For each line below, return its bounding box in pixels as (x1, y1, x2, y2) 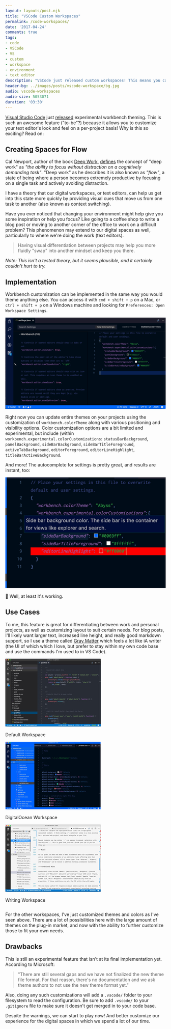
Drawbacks (5, 942, 42, 951)
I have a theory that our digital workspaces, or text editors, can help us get (5, 190, 162, 196)
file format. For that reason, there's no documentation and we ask (17, 977, 156, 983)
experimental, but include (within (5, 430, 74, 436)
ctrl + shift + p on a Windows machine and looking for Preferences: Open (5, 302, 165, 308)
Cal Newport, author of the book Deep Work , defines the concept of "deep (5, 158, 162, 165)
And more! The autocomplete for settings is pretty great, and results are (5, 461, 156, 468)
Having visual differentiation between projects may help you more (17, 242, 156, 248)
